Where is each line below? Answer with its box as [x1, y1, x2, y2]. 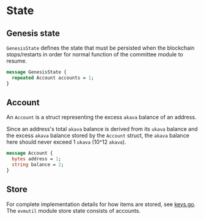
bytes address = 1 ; [12, 156, 62, 162]
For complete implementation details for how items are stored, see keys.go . [6, 200, 196, 208]
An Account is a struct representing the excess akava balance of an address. [6, 114, 197, 121]
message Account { [6, 150, 53, 157]
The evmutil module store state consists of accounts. [6, 207, 141, 214]
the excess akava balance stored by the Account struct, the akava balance [6, 132, 190, 139]
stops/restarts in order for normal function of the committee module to [6, 51, 183, 58]
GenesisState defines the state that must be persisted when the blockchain [6, 44, 195, 51]
